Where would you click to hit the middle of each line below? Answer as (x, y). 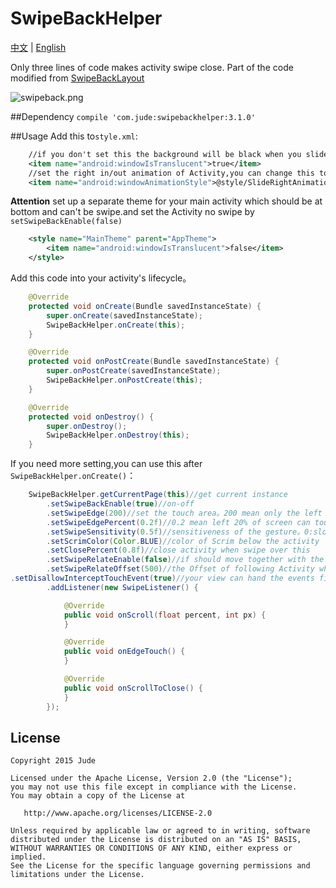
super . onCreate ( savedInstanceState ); (124, 315)
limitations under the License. (77, 875)
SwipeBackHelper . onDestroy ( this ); (118, 435)
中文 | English (38, 47)
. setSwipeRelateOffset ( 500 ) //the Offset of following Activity (180, 569)
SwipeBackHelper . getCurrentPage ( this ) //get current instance (158, 495)
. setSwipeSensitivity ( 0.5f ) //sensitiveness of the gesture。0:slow (189, 532)
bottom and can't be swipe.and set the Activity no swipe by (132, 212)
